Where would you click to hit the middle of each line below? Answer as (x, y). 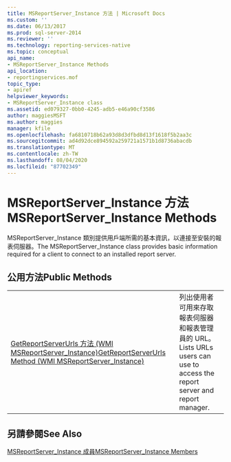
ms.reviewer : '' (30, 39)
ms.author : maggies (35, 122)
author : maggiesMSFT (37, 115)
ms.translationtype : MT (41, 148)
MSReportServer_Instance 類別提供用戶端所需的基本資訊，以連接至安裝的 (111, 238)
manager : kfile (29, 128)
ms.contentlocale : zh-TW (43, 154)
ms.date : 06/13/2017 (37, 26)
